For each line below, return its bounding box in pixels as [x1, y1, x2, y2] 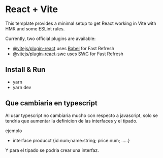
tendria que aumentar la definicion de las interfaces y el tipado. [5, 117, 138, 124]
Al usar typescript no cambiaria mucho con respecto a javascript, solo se [5, 112, 158, 118]
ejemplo [5, 128, 22, 134]
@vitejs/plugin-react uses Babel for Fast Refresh [12, 45, 115, 51]
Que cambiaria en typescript [5, 99, 97, 107]
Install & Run [5, 65, 46, 74]
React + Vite [5, 4, 58, 15]
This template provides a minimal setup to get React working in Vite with [5, 20, 156, 26]
